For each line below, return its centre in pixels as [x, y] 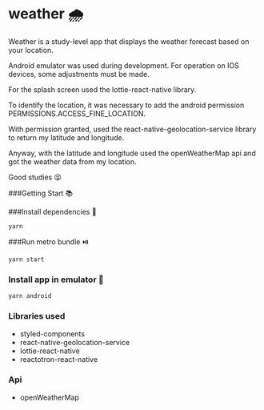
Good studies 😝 [35, 177]
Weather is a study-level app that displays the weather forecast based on [129, 41]
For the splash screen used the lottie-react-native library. [102, 89]
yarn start [26, 259]
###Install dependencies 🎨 [53, 211]
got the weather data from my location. [73, 161]
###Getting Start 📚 [41, 193]
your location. [31, 50]
